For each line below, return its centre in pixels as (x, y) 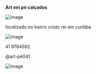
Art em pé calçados (26, 7)
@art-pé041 (18, 56)
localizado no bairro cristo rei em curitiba (48, 27)
